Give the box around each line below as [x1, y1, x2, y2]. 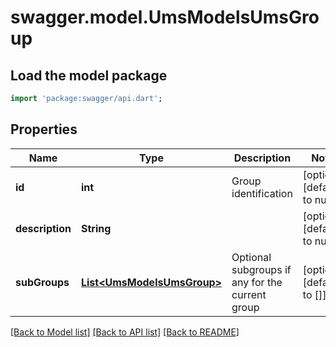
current [231, 287, 267, 301]
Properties [10, 121, 78, 138]
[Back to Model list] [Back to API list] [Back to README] [10, 326, 240, 338]
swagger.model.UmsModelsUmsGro [10, 6, 320, 29]
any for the [231, 275, 283, 289]
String [80, 221, 112, 235]
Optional [231, 250, 272, 264]
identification [231, 186, 293, 200]
